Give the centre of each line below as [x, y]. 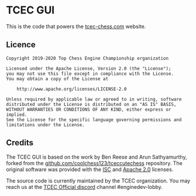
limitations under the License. [45, 125]
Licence [21, 45]
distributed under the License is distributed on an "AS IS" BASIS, [91, 104]
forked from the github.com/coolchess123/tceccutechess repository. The [94, 163]
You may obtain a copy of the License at [57, 79]
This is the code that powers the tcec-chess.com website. [76, 26]
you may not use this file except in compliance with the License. [90, 74]
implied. [17, 115]
